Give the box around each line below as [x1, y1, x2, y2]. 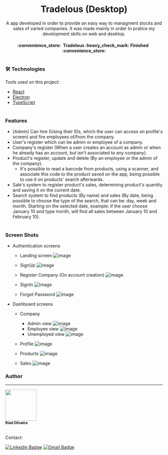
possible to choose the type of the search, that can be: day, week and [12, 198, 156, 204]
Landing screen [19, 253, 52, 259]
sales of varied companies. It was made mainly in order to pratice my [13, 25, 155, 31]
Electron [12, 94, 30, 100]
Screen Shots [5, 232, 39, 239]
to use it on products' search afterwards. [19, 176, 104, 182]
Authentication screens [12, 243, 60, 249]
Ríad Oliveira [5, 420, 28, 425]
